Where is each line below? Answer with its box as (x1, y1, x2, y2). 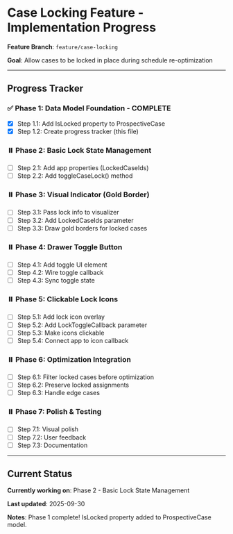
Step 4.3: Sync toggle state (17, 276, 95, 285)
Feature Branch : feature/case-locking (7, 42, 119, 51)
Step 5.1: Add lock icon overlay (17, 312, 105, 321)
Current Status (7, 468, 73, 480)
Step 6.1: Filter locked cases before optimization (17, 373, 155, 381)
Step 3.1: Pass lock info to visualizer (17, 208, 119, 217)
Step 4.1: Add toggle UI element (17, 260, 107, 269)
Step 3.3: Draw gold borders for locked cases (17, 224, 148, 232)
